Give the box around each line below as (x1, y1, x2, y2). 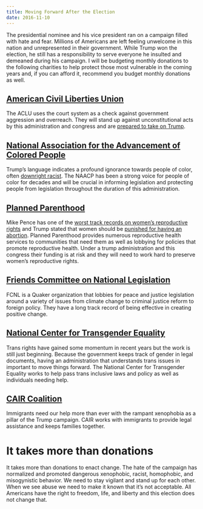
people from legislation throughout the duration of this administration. (6, 185, 180, 193)
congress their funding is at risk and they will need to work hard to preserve (6, 251, 196, 258)
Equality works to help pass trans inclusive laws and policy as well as (6, 370, 179, 377)
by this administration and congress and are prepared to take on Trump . (6, 122, 186, 130)
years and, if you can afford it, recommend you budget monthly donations (6, 70, 191, 77)
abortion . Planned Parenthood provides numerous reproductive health (6, 231, 181, 239)
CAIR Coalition (6, 393, 62, 404)
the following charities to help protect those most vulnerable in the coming (6, 63, 192, 70)
